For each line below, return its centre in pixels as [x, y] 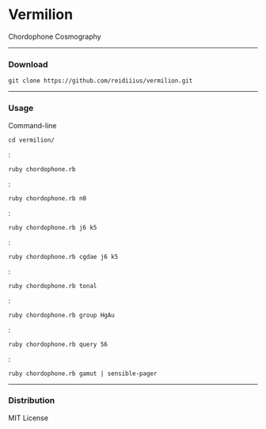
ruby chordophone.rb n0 [47, 198]
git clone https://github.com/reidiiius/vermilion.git [101, 81]
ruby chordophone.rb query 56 [58, 344]
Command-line [32, 125]
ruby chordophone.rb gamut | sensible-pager [83, 374]
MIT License [28, 418]
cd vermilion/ [32, 140]
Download [28, 64]
